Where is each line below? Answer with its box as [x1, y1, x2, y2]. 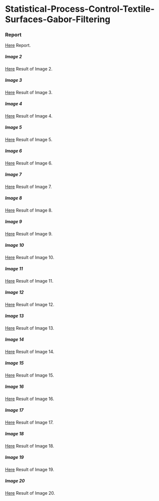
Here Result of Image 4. [5, 113, 53, 119]
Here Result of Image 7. [5, 184, 52, 190]
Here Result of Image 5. [5, 137, 53, 143]
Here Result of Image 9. [5, 231, 53, 237]
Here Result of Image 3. [5, 90, 53, 95]
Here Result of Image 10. [5, 255, 55, 261]
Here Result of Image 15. [5, 372, 55, 378]
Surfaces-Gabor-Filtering [5, 14, 111, 25]
